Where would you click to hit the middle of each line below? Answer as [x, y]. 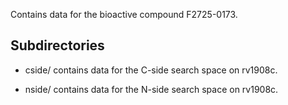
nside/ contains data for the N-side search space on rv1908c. [151, 89]
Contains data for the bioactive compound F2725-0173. [124, 14]
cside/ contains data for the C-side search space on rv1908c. [151, 70]
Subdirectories [57, 45]
